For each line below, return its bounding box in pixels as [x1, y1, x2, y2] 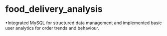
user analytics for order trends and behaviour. [5, 25, 100, 31]
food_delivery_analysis [5, 3, 103, 15]
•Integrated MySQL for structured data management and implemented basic [5, 20, 162, 26]
